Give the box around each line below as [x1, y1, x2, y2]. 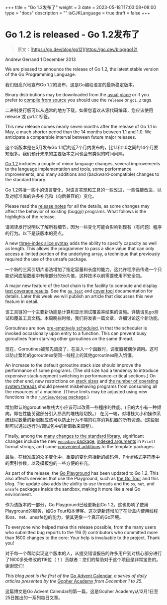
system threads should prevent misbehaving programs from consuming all [5, 383, 158, 389]
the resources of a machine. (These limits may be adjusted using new [5, 388, 148, 394]
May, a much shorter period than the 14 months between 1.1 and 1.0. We [5, 129, 152, 135]
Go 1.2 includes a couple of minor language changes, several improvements [5, 160, 161, 166]
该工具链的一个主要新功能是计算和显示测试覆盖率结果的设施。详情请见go [5, 308, 154, 314]
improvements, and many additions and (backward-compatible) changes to [5, 171, 160, 177]
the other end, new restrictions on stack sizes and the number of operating [5, 378, 159, 384]
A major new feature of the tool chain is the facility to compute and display [5, 283, 158, 289]
